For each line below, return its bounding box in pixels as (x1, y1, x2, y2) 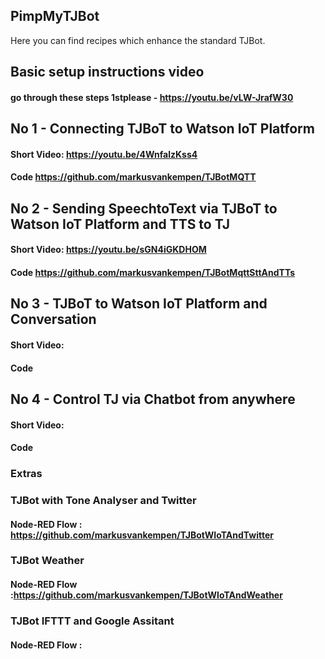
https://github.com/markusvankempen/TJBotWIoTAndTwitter (10, 529, 275, 541)
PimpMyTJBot (10, 8, 100, 25)
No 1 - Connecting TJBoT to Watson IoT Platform (10, 120, 315, 138)
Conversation (10, 311, 97, 328)
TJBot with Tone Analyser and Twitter (10, 493, 197, 507)
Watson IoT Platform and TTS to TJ (10, 215, 231, 233)
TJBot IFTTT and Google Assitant (10, 614, 175, 628)
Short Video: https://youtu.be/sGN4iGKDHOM (10, 244, 207, 256)
